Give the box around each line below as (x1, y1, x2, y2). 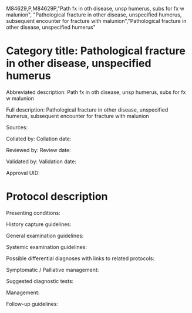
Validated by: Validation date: (6, 158, 76, 165)
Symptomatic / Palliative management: (6, 266, 99, 273)
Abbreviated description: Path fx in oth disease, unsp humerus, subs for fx (6, 88, 186, 96)
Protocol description (6, 190, 108, 203)
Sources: (6, 123, 28, 131)
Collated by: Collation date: (6, 135, 72, 142)
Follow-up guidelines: (6, 300, 59, 307)
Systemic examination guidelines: (6, 243, 87, 250)
